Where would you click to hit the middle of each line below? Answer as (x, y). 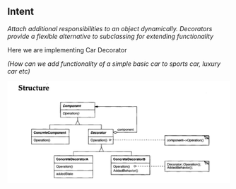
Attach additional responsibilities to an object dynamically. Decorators (110, 28)
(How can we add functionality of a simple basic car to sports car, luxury (114, 64)
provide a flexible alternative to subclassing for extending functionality (111, 36)
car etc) (19, 71)
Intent (20, 12)
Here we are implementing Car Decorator (67, 50)
